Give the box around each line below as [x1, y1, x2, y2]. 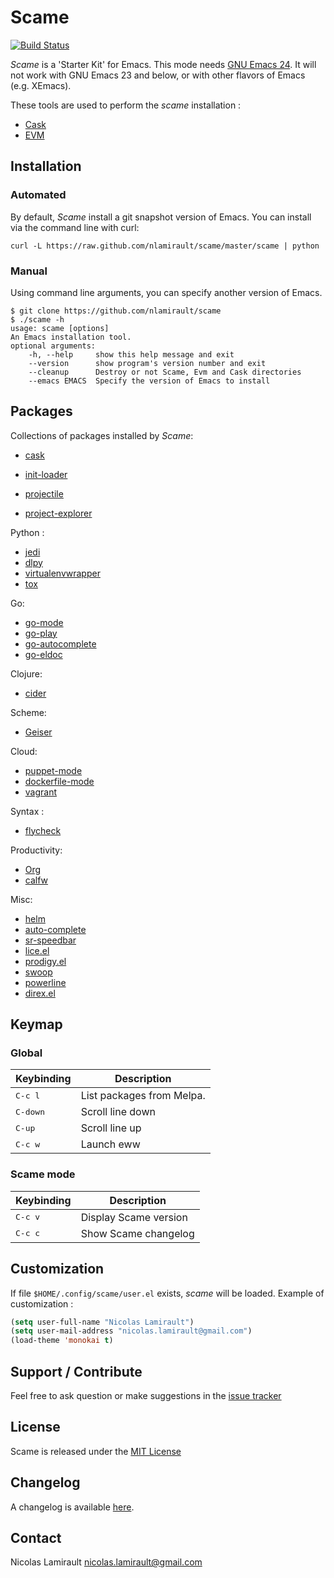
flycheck [24, 824, 62, 836]
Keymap [10, 1016, 63, 1033]
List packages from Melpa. [80, 1089, 206, 1103]
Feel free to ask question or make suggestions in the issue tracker [10, 1389, 282, 1401]
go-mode [24, 616, 64, 628]
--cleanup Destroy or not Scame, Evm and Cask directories [28, 367, 302, 377]
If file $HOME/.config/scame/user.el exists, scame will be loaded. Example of [10, 1287, 325, 1299]
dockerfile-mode [24, 775, 95, 787]
